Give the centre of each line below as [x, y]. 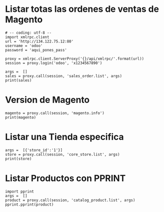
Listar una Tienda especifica [65, 137]
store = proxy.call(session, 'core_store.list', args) [63, 154]
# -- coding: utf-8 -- [28, 33]
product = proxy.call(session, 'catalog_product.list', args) [70, 200]
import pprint [20, 191]
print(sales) [18, 80]
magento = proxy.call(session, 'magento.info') [55, 113]
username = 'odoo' [24, 45]
